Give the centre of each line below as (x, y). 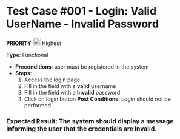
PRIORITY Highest (34, 43)
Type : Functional (27, 55)
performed (38, 105)
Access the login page (52, 80)
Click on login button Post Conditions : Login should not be (98, 99)
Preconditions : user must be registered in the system (82, 66)
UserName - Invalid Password (83, 24)
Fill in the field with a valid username (70, 86)
